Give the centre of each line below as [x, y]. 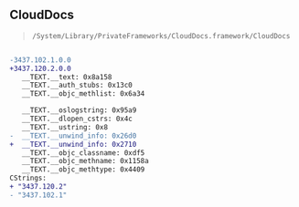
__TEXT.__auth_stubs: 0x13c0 [77, 86]
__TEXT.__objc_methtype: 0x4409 [83, 170]
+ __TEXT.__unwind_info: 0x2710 [73, 144]
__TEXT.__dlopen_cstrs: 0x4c [77, 119]
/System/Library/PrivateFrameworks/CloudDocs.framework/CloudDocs [161, 36]
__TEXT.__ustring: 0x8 [64, 127]
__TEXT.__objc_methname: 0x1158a [85, 161]
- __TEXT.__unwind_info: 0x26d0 [73, 136]
